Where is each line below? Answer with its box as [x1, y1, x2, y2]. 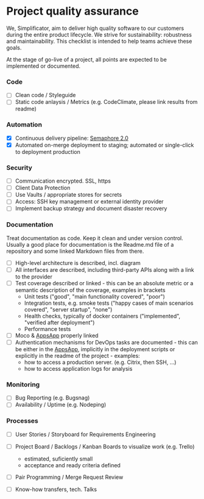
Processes [6, 417, 38, 425]
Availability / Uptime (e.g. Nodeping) [15, 401, 107, 409]
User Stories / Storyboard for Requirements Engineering [15, 431, 156, 438]
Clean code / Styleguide [15, 92, 76, 99]
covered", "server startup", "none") [24, 305, 113, 313]
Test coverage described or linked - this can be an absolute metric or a [15, 279, 194, 286]
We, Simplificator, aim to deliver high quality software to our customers [6, 24, 185, 32]
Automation [6, 120, 43, 129]
